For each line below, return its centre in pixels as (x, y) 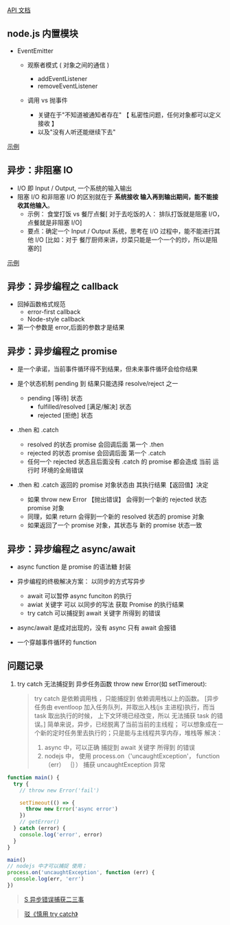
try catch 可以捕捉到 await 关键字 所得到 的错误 (94, 613)
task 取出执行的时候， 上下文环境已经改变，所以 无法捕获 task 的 (126, 716)
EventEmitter (35, 51)
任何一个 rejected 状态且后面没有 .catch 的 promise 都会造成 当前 (119, 461)
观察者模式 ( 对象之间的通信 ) (68, 65)
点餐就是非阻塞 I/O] (55, 222)
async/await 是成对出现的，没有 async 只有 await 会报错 (96, 628)
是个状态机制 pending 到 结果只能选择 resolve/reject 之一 (97, 384)
